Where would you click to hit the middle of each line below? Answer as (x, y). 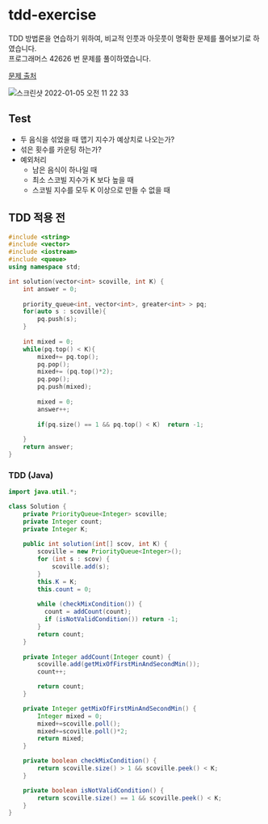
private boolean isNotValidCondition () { (93, 790)
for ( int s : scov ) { (74, 560)
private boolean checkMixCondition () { (90, 761)
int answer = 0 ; (50, 289)
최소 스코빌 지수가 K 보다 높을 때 (83, 180)
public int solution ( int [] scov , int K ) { (95, 544)
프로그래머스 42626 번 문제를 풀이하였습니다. (80, 58)
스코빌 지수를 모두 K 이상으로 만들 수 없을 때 (101, 190)
